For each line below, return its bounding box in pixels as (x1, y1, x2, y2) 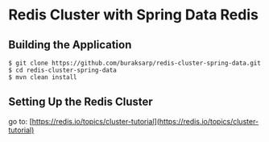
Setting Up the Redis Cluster (8, 95, 153, 109)
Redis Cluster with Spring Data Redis (8, 6, 259, 24)
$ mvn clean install (8, 73, 78, 81)
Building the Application (8, 38, 132, 52)
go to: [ (8, 116, 32, 126)
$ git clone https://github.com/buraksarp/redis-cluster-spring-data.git (8, 59, 262, 67)
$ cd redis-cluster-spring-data (8, 66, 117, 74)
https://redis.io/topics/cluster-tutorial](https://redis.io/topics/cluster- (31, 116, 259, 126)
